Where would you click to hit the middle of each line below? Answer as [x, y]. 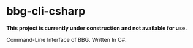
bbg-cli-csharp [46, 11]
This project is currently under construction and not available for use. [97, 28]
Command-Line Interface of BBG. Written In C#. [66, 39]
